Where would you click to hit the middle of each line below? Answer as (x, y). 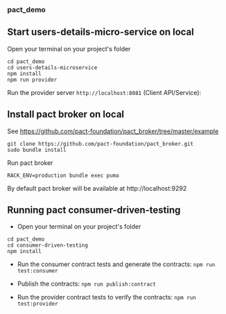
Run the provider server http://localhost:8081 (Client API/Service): (104, 92)
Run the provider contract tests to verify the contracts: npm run (106, 297)
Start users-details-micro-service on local (101, 32)
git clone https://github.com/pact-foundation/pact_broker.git (101, 143)
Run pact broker (30, 163)
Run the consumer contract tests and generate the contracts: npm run (116, 264)
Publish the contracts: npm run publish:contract (86, 284)
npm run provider (32, 80)
